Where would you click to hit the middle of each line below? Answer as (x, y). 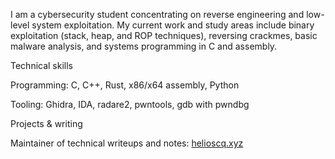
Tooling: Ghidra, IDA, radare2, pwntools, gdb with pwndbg (130, 104)
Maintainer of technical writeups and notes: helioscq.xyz (127, 143)
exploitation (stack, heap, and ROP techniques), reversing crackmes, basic (164, 35)
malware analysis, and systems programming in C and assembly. (144, 46)
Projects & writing (46, 123)
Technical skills (42, 65)
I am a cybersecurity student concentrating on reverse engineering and (157, 14)
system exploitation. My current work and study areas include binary (173, 25)
